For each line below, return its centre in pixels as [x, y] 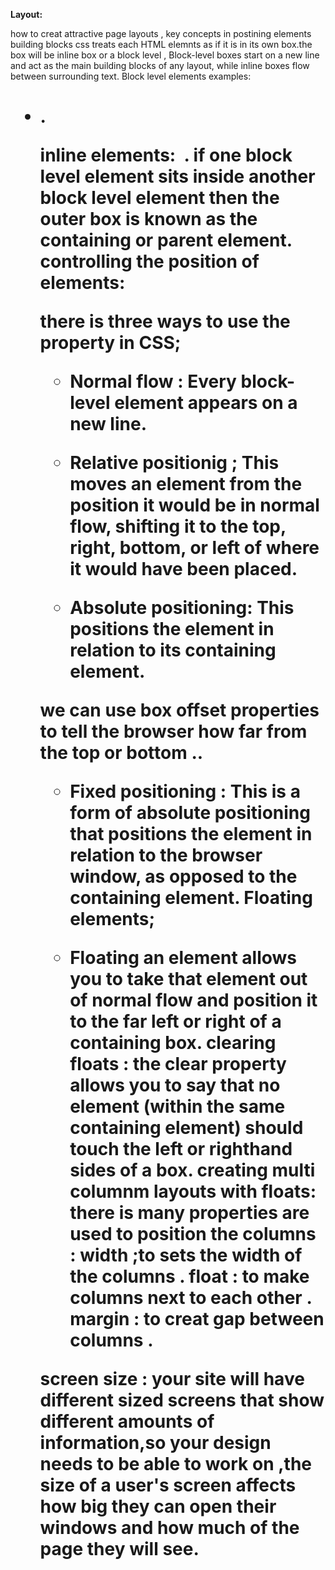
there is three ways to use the [165, 321]
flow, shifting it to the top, [178, 526]
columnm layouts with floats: [193, 1191]
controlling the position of [149, 261]
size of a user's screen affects [168, 1485]
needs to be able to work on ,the [176, 1464]
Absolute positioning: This [182, 608]
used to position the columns [193, 1234]
